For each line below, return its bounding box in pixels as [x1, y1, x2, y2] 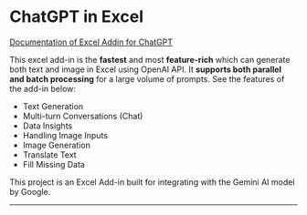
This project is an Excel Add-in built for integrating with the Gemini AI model [9, 176, 295, 188]
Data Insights [22, 120, 73, 131]
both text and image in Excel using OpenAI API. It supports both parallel [9, 64, 281, 75]
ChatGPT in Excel [9, 6, 144, 27]
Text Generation [22, 100, 84, 111]
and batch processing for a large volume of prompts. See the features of [9, 73, 285, 84]
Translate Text [22, 148, 77, 160]
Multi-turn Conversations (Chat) [22, 110, 143, 121]
